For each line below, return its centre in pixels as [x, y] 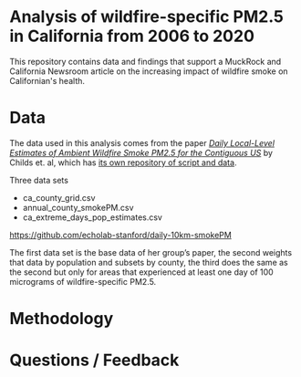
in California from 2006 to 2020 [132, 36]
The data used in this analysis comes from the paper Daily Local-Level [142, 142]
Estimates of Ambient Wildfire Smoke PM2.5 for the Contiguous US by [141, 152]
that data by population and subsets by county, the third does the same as [149, 262]
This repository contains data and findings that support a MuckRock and [145, 61]
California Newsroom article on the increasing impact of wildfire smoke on [149, 71]
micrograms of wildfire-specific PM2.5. [83, 281]
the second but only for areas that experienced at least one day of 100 [141, 272]
